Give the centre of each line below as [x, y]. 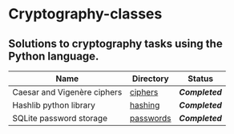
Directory [151, 79]
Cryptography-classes [85, 14]
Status [201, 79]
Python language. [54, 56]
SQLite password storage [60, 118]
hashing [145, 105]
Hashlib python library [54, 105]
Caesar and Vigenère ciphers [67, 92]
